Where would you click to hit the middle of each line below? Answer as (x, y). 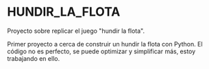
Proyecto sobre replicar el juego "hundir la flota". (76, 31)
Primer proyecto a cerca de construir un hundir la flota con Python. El (105, 44)
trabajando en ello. (34, 58)
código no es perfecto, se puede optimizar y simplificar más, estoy (101, 51)
